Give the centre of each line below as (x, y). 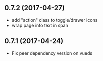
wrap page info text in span (40, 25)
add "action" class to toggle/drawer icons (55, 20)
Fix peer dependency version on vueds (52, 53)
